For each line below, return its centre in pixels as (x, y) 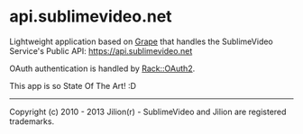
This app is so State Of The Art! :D (73, 85)
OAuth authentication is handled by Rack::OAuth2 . (102, 68)
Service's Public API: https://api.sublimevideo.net (101, 50)
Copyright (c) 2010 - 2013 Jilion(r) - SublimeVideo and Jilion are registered (148, 112)
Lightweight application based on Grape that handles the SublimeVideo (141, 41)
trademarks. (32, 121)
